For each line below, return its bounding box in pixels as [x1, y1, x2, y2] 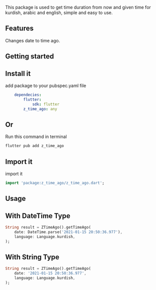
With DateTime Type [5, 211, 70, 220]
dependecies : [14, 93, 42, 98]
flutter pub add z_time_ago [5, 143, 64, 149]
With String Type [5, 253, 59, 261]
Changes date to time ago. [5, 37, 60, 43]
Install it [5, 69, 31, 78]
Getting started [5, 52, 54, 61]
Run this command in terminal [5, 133, 67, 140]
